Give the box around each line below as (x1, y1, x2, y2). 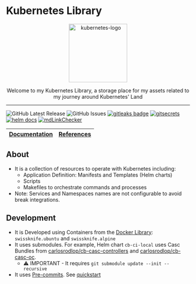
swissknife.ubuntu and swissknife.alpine (14, 235, 116, 242)
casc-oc (14, 253, 35, 261)
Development (6, 213, 57, 223)
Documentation (9, 130, 54, 138)
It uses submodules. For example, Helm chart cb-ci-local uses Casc (14, 241, 180, 248)
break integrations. (14, 196, 60, 203)
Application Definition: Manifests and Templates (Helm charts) (23, 171, 173, 178)
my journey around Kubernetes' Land (53, 93, 143, 100)
